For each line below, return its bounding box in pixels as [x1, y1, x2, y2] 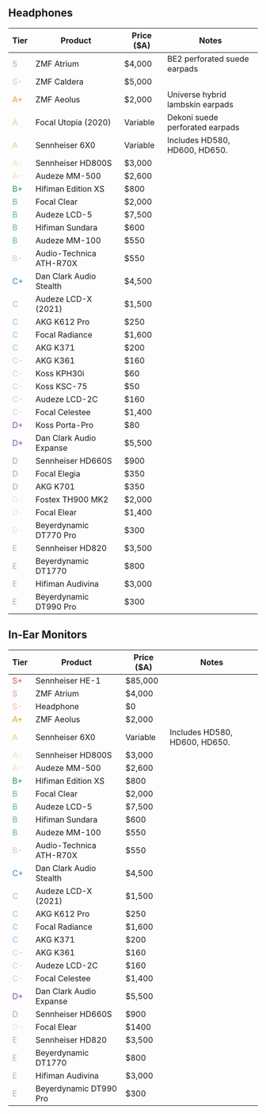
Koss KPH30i [35, 368, 85, 379]
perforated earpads [167, 121, 240, 133]
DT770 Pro [35, 530, 77, 541]
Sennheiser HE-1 [35, 675, 101, 686]
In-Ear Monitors [8, 628, 88, 642]
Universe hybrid [167, 89, 227, 100]
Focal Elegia [35, 468, 81, 479]
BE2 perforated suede [167, 53, 249, 64]
